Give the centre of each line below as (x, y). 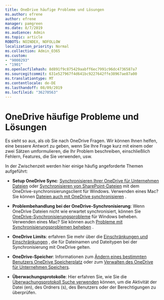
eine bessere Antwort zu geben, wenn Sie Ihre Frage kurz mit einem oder (79, 146)
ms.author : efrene (24, 14)
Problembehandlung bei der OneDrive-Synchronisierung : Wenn (78, 206)
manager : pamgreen (24, 23)
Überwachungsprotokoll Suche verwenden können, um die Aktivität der (84, 282)
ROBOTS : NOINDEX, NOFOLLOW (33, 42)
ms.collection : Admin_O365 (33, 51)
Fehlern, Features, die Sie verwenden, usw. (49, 156)
